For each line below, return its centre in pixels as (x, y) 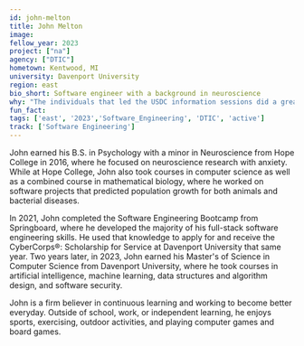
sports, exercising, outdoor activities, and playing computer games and (142, 322)
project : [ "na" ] (40, 51)
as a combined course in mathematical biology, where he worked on (137, 181)
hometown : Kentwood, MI (54, 69)
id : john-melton (40, 18)
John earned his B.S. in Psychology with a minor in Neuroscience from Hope (152, 153)
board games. (35, 332)
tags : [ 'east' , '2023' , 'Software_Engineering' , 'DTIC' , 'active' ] (137, 118)
